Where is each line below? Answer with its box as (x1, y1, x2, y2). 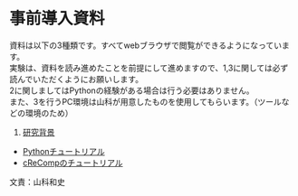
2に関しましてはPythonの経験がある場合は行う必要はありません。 (9, 85, 255, 96)
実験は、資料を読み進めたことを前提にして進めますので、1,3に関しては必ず (9, 62, 289, 73)
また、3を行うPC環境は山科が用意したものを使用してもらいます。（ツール (9, 96, 283, 107)
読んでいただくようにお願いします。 (9, 73, 143, 84)
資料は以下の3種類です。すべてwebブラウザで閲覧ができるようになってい (9, 40, 283, 51)
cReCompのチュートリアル (22, 157, 124, 168)
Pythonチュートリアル (22, 145, 106, 156)
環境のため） (24, 107, 73, 118)
